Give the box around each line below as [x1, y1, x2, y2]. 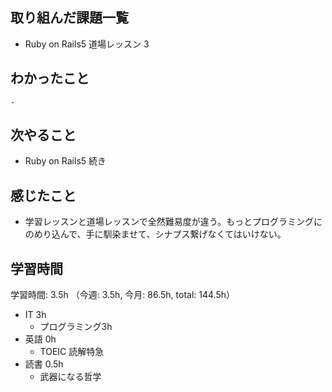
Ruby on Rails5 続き [24, 155, 107, 167]
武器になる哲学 [39, 371, 102, 383]
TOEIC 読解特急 [39, 346, 105, 358]
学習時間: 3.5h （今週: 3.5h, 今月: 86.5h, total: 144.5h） [10, 289, 236, 301]
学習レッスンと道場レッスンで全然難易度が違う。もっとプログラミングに [24, 216, 323, 228]
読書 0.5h [24, 358, 64, 370]
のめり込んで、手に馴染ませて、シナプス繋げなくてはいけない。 [24, 228, 287, 240]
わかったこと [10, 70, 90, 87]
